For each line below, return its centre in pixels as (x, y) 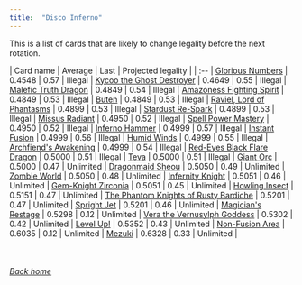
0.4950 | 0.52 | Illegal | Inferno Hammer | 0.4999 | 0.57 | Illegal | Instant (142, 128)
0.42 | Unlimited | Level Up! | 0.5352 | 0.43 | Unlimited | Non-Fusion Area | (147, 224)
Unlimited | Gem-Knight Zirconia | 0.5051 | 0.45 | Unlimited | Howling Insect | (151, 185)
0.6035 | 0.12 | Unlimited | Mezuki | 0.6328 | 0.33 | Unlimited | (124, 233)
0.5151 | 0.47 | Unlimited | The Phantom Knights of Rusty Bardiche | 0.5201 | (150, 195)
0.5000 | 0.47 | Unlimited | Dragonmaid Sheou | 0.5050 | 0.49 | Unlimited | (147, 166)
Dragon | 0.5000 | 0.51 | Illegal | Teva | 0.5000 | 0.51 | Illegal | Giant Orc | (143, 156)
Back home (31, 271)
